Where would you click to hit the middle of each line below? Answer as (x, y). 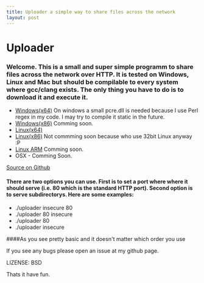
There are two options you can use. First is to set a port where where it (97, 181)
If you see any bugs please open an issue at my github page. (83, 251)
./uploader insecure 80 (44, 208)
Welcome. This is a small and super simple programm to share (100, 66)
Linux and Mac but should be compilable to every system (92, 82)
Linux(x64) (29, 130)
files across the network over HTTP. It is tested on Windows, (97, 74)
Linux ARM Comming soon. (49, 149)
